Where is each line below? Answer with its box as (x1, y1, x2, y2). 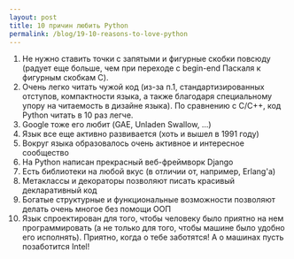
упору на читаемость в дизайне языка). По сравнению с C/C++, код (21, 101, 282, 111)
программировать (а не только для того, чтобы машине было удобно (21, 223, 285, 233)
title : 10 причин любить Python (9, 21, 128, 30)
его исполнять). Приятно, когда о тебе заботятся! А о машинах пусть (21, 232, 284, 243)
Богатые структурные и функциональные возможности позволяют (21, 194, 276, 205)
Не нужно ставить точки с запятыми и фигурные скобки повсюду (21, 54, 272, 65)
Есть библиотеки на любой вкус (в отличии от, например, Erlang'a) (21, 166, 276, 177)
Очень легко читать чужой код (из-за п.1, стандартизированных (21, 81, 265, 93)
